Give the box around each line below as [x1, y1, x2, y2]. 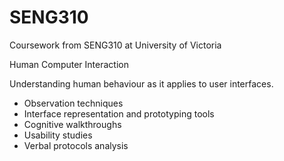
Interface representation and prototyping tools [23, 107, 215, 120]
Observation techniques [23, 97, 124, 109]
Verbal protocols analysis [23, 139, 129, 151]
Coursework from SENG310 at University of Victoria [9, 39, 222, 51]
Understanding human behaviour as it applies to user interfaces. [9, 77, 274, 90]
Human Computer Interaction [9, 58, 129, 70]
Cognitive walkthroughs [23, 118, 122, 130]
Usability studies [23, 129, 93, 141]
